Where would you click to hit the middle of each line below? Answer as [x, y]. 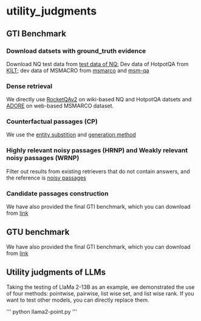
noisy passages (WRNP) [43, 158]
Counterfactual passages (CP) [52, 121]
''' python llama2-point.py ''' [42, 311]
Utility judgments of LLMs [56, 272]
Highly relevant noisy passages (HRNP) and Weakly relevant [97, 150]
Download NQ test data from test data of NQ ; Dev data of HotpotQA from [97, 64]
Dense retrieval [29, 86]
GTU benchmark [38, 232]
